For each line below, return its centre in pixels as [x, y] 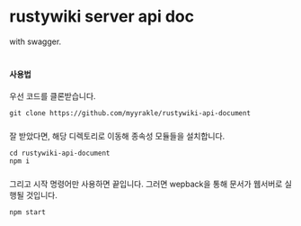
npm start [28, 212]
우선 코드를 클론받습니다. [53, 95]
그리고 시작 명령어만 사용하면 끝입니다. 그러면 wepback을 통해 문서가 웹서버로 [146, 184]
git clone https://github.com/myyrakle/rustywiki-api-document [130, 113]
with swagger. [35, 41]
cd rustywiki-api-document [60, 153]
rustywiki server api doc [102, 17]
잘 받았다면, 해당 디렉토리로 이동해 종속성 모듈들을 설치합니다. [117, 136]
